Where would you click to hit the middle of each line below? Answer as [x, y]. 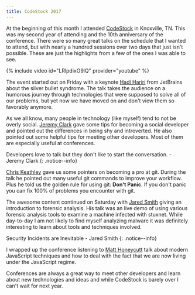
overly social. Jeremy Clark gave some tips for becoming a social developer [97, 124]
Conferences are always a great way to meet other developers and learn [93, 273]
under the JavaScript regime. [41, 262]
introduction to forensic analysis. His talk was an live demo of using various [97, 208]
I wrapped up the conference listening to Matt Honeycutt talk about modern [97, 249]
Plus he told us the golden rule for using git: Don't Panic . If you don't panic [96, 184]
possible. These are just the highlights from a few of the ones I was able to [96, 53]
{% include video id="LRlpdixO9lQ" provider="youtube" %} [78, 70]
